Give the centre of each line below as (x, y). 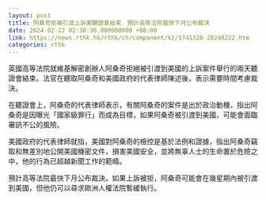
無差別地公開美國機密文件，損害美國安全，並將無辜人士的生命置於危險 (136, 152)
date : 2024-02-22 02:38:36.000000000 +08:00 (83, 30)
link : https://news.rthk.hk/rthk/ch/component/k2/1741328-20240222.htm (129, 38)
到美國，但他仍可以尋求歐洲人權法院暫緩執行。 (84, 188)
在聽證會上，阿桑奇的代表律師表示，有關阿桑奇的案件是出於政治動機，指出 (129, 105)
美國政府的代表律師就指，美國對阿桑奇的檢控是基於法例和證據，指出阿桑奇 (129, 142)
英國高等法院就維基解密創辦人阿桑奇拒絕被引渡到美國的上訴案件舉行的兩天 (129, 69)
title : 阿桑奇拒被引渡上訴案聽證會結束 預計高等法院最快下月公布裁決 (109, 23)
